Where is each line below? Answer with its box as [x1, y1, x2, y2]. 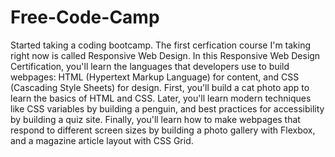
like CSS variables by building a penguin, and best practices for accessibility [10, 102, 325, 115]
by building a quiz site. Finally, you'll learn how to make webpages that [10, 113, 301, 125]
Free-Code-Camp [10, 6, 160, 29]
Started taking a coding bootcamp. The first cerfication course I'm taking [10, 39, 312, 51]
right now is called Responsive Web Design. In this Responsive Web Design [10, 49, 321, 61]
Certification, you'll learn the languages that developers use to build [10, 60, 290, 72]
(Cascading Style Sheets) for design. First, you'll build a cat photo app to [10, 81, 310, 93]
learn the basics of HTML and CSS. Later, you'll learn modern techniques [10, 92, 312, 104]
